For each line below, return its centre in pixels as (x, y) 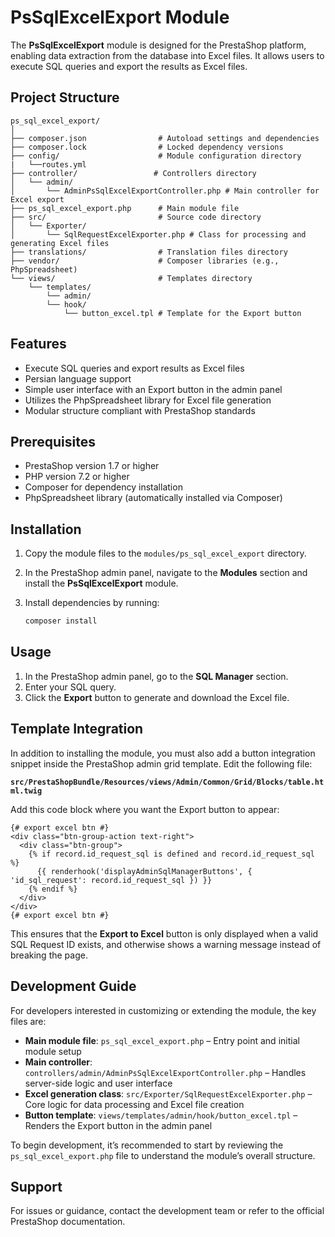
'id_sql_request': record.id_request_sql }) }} (111, 880)
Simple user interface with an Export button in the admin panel (153, 389)
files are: (28, 1021)
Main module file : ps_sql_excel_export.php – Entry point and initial (162, 1040)
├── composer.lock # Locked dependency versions (147, 147)
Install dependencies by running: (92, 603)
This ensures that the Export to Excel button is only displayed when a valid (164, 933)
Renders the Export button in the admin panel (118, 1125)
